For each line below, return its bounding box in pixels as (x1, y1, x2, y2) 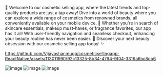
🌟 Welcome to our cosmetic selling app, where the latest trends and (5, 5, 142, 10)
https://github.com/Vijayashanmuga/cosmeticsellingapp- (5, 51, 120, 56)
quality (5, 10, 19, 16)
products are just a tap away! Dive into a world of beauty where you (20, 10, 156, 16)
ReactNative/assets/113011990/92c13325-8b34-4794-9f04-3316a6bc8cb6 (5, 56, 156, 61)
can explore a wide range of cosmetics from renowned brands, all (5, 15, 138, 20)
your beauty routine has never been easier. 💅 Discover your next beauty (5, 36, 150, 41)
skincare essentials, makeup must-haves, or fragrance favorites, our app (5, 25, 151, 31)
